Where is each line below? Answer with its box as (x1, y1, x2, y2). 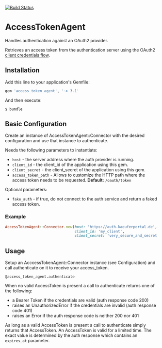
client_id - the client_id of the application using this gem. (12, 162, 129, 167)
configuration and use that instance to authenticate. (5, 138, 109, 144)
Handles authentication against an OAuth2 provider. (5, 37, 108, 43)
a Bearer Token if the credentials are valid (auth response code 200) (12, 298, 149, 303)
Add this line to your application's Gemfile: (5, 79, 90, 85)
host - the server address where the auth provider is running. (12, 157, 134, 163)
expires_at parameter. (5, 338, 50, 344)
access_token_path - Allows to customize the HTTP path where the (12, 172, 146, 178)
